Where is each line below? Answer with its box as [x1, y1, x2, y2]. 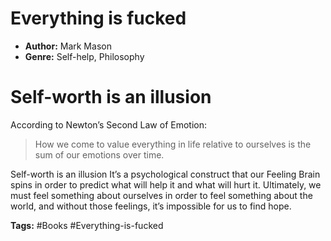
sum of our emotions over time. [34, 148, 165, 161]
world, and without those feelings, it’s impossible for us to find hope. [10, 200, 292, 212]
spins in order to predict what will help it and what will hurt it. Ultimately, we [10, 178, 322, 191]
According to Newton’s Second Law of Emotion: [10, 118, 208, 131]
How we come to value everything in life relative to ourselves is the [34, 138, 312, 150]
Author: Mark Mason [24, 40, 112, 52]
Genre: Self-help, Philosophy [24, 50, 145, 62]
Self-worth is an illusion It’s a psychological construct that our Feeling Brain [10, 168, 321, 180]
